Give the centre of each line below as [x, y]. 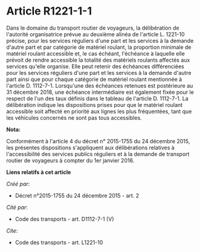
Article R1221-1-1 [49, 11]
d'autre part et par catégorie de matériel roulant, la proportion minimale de [99, 47]
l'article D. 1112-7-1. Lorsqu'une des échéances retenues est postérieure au [100, 85]
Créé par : [18, 184]
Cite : [12, 230]
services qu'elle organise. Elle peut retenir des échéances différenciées [95, 66]
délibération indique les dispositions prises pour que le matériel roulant [95, 105]
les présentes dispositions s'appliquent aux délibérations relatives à [91, 147]
